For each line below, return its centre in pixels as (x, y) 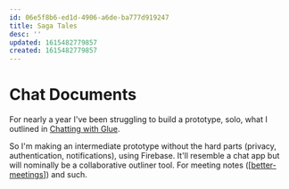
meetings (26, 175)
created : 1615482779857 (54, 51)
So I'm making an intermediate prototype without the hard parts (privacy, (143, 146)
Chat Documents (73, 95)
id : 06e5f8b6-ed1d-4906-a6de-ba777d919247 (89, 17)
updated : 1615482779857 (54, 42)
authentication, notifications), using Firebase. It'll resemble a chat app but (144, 156)
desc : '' (25, 34)
